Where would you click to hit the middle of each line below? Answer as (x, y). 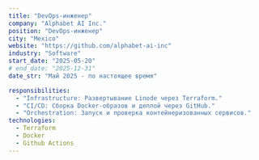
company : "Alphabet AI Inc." (57, 23)
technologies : (32, 121)
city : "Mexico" (34, 38)
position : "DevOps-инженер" (56, 31)
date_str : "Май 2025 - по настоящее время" (83, 76)
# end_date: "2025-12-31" (52, 69)
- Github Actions (45, 143)
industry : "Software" (45, 53)
